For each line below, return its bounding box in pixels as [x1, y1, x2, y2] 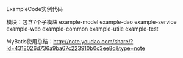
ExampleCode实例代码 [6, 5, 63, 12]
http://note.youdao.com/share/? [53, 38, 134, 45]
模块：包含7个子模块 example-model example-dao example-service [6, 18, 177, 26]
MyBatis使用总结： [6, 38, 54, 45]
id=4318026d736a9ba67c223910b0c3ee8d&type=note [6, 45, 145, 52]
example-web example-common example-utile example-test [6, 25, 159, 32]
